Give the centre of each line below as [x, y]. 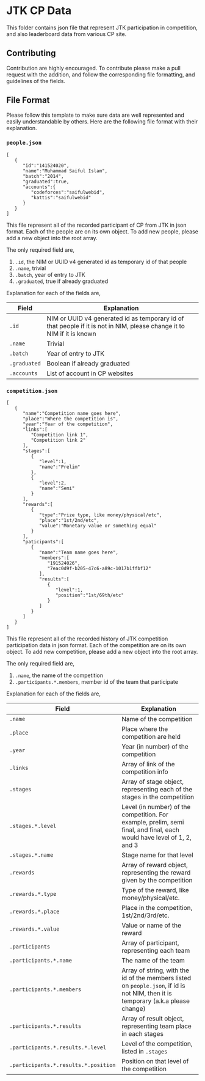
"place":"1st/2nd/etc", [69, 521]
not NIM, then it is [147, 994]
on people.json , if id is [153, 986]
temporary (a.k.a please [156, 1001]
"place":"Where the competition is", [70, 419]
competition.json [32, 391]
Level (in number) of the [156, 807]
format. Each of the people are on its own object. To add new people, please [102, 231]
